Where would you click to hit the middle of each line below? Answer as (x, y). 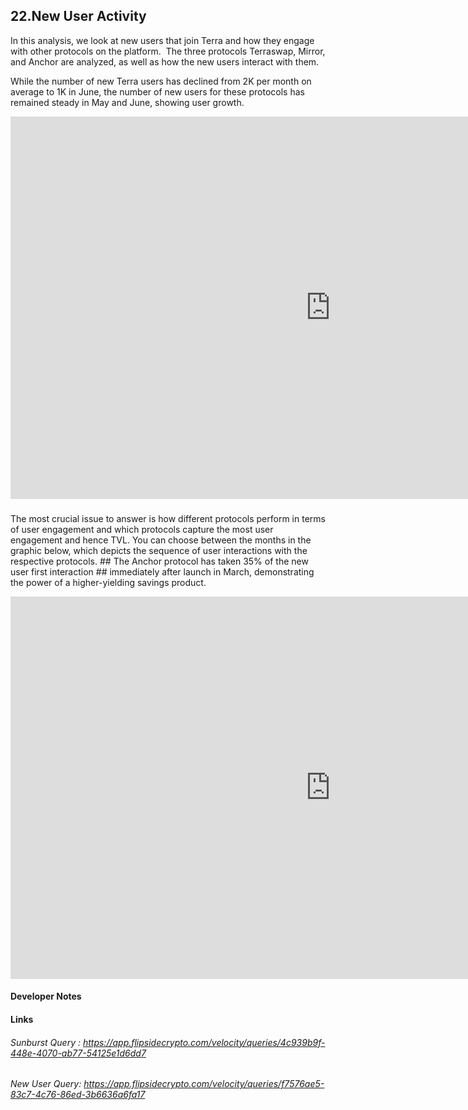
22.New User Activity (78, 16)
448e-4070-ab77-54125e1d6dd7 (78, 1053)
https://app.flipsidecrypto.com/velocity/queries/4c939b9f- (204, 1042)
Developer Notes (46, 996)
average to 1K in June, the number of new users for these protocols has (157, 91)
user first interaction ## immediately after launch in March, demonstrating (162, 571)
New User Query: (46, 1084)
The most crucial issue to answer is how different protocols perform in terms (168, 518)
